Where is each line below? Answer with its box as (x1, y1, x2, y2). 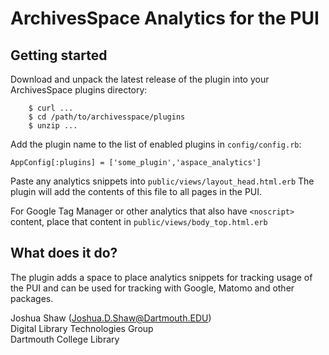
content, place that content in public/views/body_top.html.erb (10, 216, 268, 227)
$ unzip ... (28, 121, 78, 131)
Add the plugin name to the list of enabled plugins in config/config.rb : (10, 138, 302, 150)
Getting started (10, 47, 108, 64)
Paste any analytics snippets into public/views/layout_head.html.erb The (10, 175, 315, 187)
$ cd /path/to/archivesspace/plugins (28, 112, 186, 122)
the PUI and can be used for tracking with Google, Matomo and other (10, 282, 295, 294)
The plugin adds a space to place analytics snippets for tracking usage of (10, 271, 313, 283)
